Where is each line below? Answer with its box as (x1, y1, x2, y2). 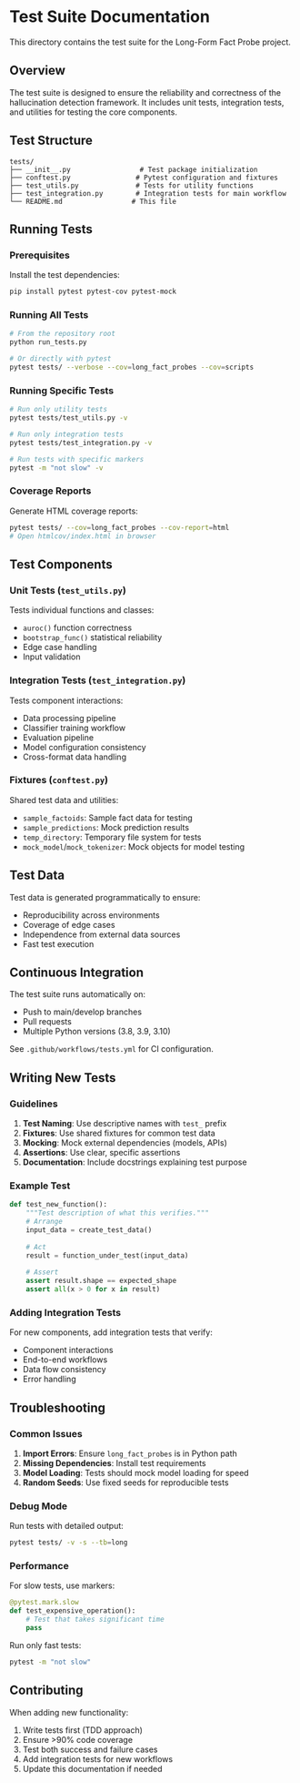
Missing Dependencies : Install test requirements (22, 1458, 206, 1469)
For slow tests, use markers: (9, 1580, 115, 1591)
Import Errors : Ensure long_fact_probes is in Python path (22, 1448, 238, 1459)
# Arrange (25, 1218, 64, 1227)
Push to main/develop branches (22, 1006, 143, 1017)
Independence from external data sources (22, 929, 181, 940)
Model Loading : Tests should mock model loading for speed (22, 1468, 249, 1479)
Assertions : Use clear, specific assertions (22, 1147, 181, 1158)
